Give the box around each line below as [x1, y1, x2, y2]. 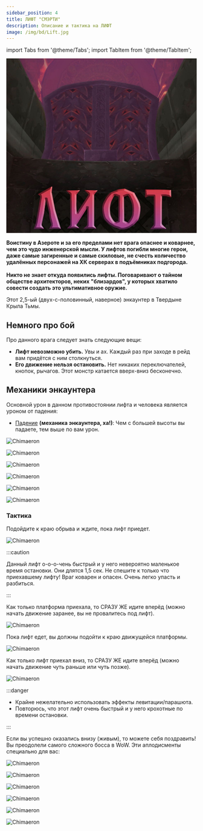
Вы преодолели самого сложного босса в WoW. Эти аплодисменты [6, 741, 181, 749]
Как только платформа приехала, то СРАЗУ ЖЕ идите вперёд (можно [6, 603, 185, 611]
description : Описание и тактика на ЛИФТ [6, 22, 112, 29]
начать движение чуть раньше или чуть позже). [6, 663, 131, 671]
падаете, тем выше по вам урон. [14, 426, 100, 433]
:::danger [6, 687, 29, 694]
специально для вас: [6, 748, 60, 755]
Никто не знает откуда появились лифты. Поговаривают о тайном [6, 271, 182, 279]
